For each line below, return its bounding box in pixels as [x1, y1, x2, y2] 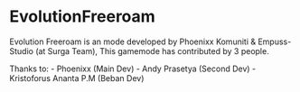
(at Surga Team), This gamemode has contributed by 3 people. [35, 45, 269, 56]
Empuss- [257, 36, 292, 47]
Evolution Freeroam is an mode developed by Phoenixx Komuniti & [9, 36, 257, 47]
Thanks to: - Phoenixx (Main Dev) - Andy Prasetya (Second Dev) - [9, 63, 257, 74]
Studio [9, 45, 34, 56]
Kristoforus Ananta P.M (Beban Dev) [9, 72, 145, 83]
